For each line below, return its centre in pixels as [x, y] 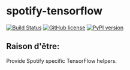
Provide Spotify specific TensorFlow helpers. [62, 60]
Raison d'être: [33, 46]
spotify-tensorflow [55, 11]
